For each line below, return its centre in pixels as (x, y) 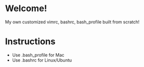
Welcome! (26, 8)
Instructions (30, 42)
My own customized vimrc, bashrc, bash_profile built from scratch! (72, 22)
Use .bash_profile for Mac (38, 55)
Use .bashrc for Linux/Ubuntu (42, 60)
